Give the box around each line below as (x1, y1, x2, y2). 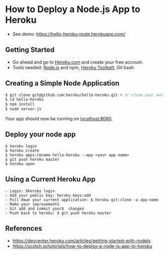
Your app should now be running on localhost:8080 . (5, 116, 113, 122)
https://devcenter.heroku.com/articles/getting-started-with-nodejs (12, 237, 151, 243)
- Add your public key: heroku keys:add (5, 193, 92, 198)
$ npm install (5, 102, 35, 107)
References (5, 224, 42, 233)
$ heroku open (5, 161, 35, 166)
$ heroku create (5, 148, 39, 153)
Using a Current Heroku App (5, 175, 96, 184)
